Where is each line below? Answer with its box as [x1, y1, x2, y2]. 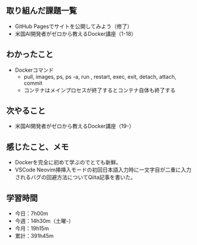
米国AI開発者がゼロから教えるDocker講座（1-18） [14, 30, 137, 37]
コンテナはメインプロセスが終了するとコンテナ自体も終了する [23, 86, 176, 94]
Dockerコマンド [14, 66, 54, 73]
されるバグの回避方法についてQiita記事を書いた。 [14, 174, 136, 181]
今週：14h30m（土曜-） [14, 218, 74, 225]
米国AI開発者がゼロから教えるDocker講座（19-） [14, 122, 134, 130]
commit [23, 79, 43, 87]
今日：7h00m [14, 210, 48, 217]
